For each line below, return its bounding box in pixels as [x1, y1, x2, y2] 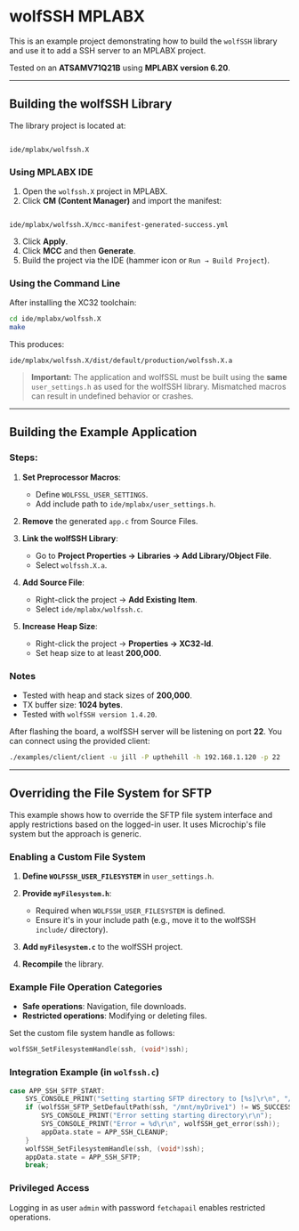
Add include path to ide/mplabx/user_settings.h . [35, 498, 216, 509]
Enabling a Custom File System [9, 850, 146, 863]
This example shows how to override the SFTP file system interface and [9, 809, 273, 820]
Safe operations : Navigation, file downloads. [21, 1001, 187, 1012]
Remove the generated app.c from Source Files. [21, 515, 198, 526]
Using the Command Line [9, 277, 121, 289]
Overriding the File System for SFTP [9, 786, 212, 801]
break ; [25, 1161, 50, 1170]
